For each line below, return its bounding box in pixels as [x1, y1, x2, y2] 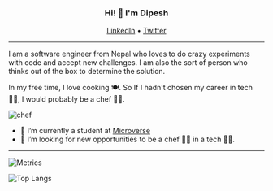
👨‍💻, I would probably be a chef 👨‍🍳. [8, 94, 125, 104]
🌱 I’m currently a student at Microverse [19, 126, 151, 136]
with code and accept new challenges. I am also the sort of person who [8, 58, 248, 67]
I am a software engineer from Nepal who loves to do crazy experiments [8, 49, 250, 59]
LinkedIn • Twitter [106, 26, 167, 36]
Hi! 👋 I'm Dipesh [104, 7, 169, 19]
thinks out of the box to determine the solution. [8, 67, 166, 76]
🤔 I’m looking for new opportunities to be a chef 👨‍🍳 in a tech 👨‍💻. [19, 134, 236, 145]
